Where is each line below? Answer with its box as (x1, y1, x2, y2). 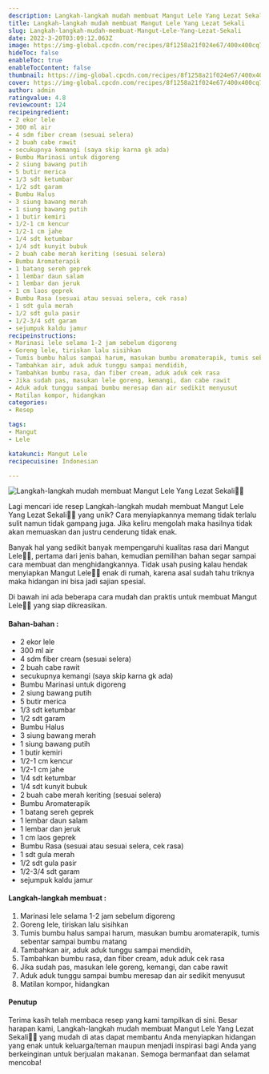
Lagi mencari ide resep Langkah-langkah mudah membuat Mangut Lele (8, 502, 244, 511)
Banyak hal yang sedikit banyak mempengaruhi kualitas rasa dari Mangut (8, 543, 250, 552)
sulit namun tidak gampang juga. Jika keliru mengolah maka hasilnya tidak (8, 519, 253, 528)
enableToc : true (8, 57, 62, 65)
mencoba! (8, 1057, 42, 1067)
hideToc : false (8, 49, 59, 57)
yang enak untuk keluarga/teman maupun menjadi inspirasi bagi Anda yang (8, 1040, 257, 1050)
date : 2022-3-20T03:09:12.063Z (8, 34, 113, 42)
